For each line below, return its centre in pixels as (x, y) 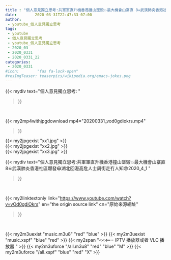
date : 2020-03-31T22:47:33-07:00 (49, 15)
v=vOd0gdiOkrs (22, 204)
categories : (18, 62)
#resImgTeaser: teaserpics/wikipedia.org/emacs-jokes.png (68, 76)
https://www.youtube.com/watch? (95, 198)
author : (13, 19)
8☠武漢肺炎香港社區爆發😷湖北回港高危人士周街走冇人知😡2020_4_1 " (78, 168)
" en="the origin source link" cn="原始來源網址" (88, 204)
